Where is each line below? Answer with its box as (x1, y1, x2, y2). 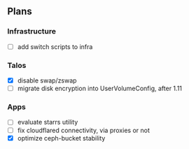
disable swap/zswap (17, 76, 77, 85)
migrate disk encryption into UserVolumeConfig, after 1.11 (17, 84, 183, 93)
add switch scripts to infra (17, 42, 93, 51)
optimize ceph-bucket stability (17, 134, 106, 142)
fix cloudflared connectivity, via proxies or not (17, 126, 150, 134)
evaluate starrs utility (17, 118, 78, 127)
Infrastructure (7, 27, 57, 36)
